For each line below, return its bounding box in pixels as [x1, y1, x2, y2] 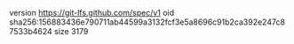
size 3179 [53, 26, 89, 36]
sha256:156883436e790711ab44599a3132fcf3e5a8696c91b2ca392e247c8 [9, 17, 286, 27]
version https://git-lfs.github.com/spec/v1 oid [9, 8, 175, 18]
